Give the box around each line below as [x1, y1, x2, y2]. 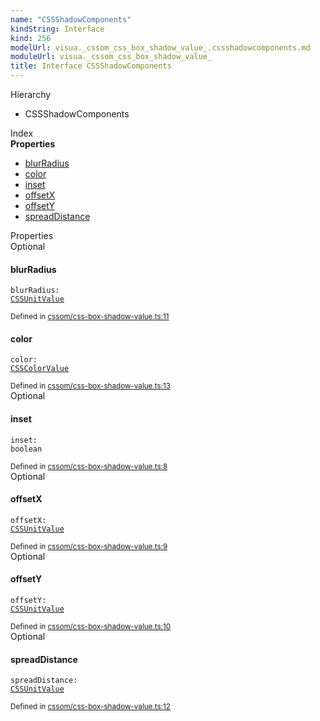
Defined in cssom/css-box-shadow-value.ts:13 [10, 381, 171, 391]
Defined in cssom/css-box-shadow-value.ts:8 [10, 461, 168, 471]
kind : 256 [10, 33, 52, 43]
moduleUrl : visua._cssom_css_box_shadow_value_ [10, 52, 213, 62]
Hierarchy [10, 89, 52, 100]
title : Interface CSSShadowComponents [10, 61, 172, 71]
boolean [10, 444, 43, 454]
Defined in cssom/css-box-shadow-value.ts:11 [10, 312, 170, 322]
